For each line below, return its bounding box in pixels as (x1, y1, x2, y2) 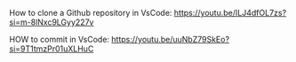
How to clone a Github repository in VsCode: (9, 8, 172, 18)
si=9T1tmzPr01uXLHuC (9, 43, 94, 54)
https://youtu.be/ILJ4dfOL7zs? (173, 8, 287, 18)
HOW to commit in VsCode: (9, 35, 109, 44)
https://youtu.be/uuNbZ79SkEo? (110, 35, 229, 44)
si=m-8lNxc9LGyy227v (9, 17, 94, 27)
